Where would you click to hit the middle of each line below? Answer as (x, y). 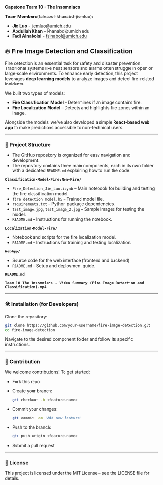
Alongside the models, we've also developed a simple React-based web (77, 122)
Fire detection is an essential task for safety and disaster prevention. (73, 63)
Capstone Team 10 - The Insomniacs (42, 7)
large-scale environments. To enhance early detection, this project (72, 73)
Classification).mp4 (26, 287)
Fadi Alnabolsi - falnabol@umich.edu (49, 36)
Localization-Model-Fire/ (31, 228)
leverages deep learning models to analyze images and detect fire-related (80, 78)
